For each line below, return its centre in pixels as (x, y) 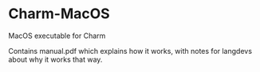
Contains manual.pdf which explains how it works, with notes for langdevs (130, 51)
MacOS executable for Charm (57, 36)
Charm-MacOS (59, 14)
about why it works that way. (55, 59)
